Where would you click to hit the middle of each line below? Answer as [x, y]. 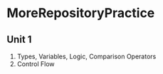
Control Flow [36, 64]
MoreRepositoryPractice [81, 13]
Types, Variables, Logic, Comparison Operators [86, 56]
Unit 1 [19, 39]
